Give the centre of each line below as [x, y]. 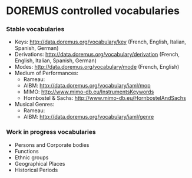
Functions [27, 151]
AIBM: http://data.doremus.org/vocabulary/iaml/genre [89, 117]
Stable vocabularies [35, 29]
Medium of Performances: [46, 73]
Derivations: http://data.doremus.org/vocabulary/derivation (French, [97, 55]
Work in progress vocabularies [51, 132]
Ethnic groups [32, 157]
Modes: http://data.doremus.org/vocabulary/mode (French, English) [97, 67]
